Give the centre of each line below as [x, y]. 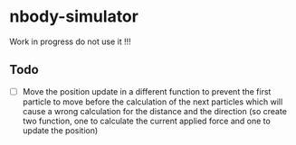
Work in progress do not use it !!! [70, 41]
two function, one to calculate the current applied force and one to [147, 121]
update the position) [60, 130]
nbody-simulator [74, 17]
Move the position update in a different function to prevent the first [147, 91]
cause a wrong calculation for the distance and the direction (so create [155, 111]
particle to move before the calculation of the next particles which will [153, 102]
